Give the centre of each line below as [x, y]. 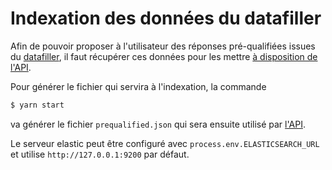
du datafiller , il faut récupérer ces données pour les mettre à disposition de [164, 56]
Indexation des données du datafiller [166, 18]
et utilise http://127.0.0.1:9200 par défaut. [100, 154]
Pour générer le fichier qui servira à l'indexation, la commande [138, 86]
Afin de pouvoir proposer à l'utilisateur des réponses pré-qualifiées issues [163, 46]
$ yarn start [37, 105]
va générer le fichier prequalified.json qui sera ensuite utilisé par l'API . [158, 124]
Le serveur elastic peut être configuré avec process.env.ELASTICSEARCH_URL [165, 143]
